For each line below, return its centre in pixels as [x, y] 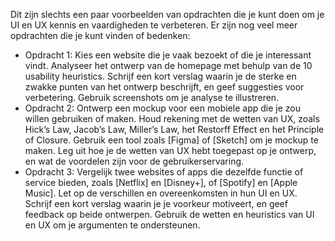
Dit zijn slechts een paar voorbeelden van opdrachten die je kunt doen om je [167, 14]
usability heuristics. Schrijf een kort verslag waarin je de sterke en [160, 76]
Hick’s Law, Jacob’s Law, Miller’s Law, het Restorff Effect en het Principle [174, 129]
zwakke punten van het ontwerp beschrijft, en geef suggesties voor [164, 87]
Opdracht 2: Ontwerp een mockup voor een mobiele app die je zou [162, 108]
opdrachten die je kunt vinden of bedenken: [100, 35]
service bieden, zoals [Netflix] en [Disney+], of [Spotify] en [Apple [161, 182]
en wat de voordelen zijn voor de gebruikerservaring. [134, 161]
